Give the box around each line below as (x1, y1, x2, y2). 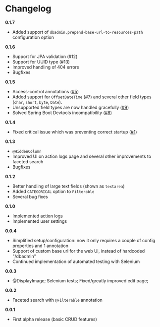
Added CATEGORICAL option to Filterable (12, 188, 95, 194)
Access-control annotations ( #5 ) (12, 88, 79, 94)
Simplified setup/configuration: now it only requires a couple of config (12, 237, 156, 243)
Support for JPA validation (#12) (12, 53, 78, 60)
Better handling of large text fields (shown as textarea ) (12, 183, 125, 189)
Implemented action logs (12, 213, 63, 219)
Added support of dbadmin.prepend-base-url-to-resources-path (12, 29, 143, 35)
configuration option (12, 34, 54, 40)
